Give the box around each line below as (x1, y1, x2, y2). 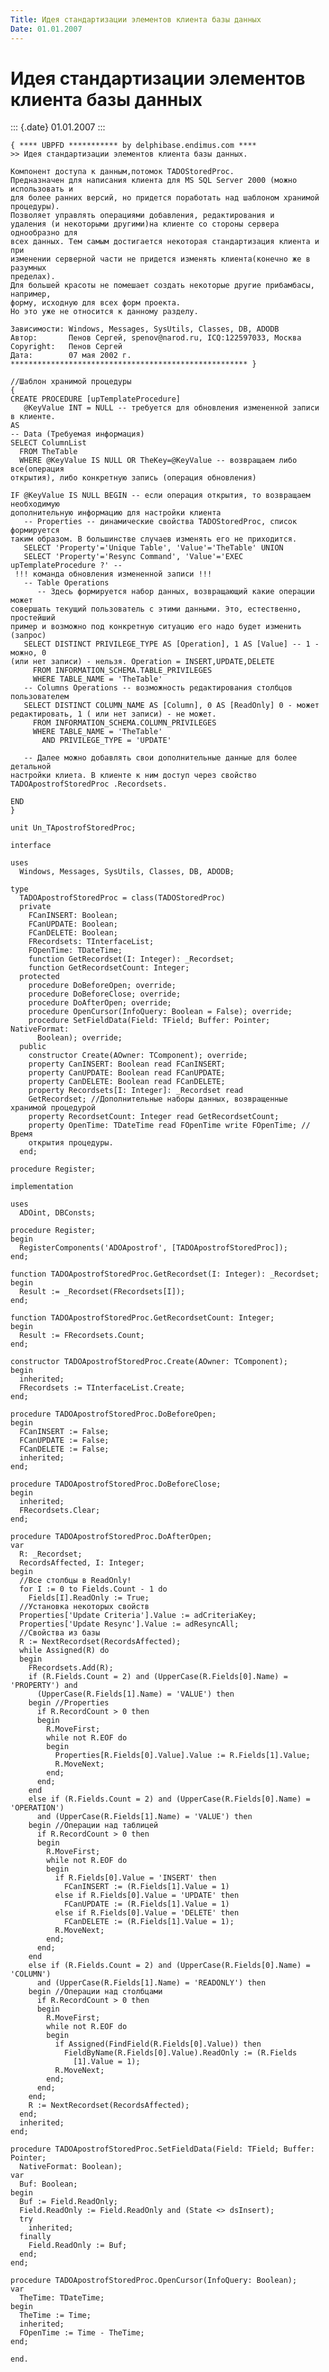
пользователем (10, 692, 70, 702)
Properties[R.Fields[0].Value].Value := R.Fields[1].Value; (54, 1751, 311, 1761)
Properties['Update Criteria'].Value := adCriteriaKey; (19, 1611, 257, 1621)
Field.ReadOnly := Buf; (28, 2241, 128, 2251)
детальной (10, 762, 52, 772)
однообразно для (10, 228, 78, 238)
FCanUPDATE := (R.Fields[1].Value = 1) (63, 1899, 230, 1910)
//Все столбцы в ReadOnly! (19, 1576, 132, 1586)
